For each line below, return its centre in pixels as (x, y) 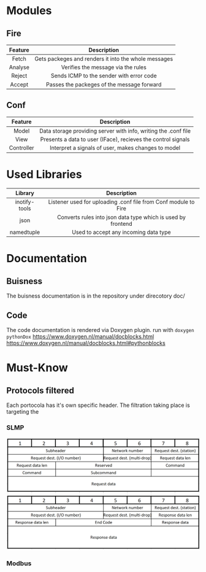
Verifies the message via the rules (104, 67)
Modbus (19, 563)
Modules (29, 11)
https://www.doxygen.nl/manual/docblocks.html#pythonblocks (86, 343)
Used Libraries (44, 174)
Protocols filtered (40, 390)
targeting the (23, 412)
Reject (19, 76)
